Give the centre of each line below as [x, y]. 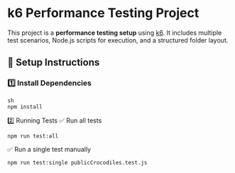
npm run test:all [33, 136]
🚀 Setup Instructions [54, 63]
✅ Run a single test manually [49, 149]
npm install [25, 107]
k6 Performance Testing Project [103, 13]
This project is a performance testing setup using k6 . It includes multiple [115, 33]
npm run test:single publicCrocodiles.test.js [77, 162]
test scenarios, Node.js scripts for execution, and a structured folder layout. [118, 40]
